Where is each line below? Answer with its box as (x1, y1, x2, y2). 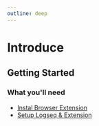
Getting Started (7, 67, 75, 79)
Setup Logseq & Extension (16, 111, 92, 119)
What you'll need (7, 87, 65, 97)
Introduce (7, 39, 64, 55)
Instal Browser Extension (16, 103, 88, 112)
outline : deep (7, 10, 48, 17)
